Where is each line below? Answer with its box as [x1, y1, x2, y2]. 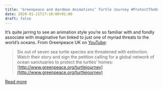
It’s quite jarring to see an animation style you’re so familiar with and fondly [5, 30, 155, 35]
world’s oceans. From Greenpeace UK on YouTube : [5, 40, 107, 45]
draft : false [5, 16, 32, 21]
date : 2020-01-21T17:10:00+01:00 [5, 12, 73, 16]
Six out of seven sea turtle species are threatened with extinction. [16, 49, 148, 55]
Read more [5, 79, 27, 85]
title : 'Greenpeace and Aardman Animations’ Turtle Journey [5, 7, 130, 12]
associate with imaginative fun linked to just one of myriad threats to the [5, 34, 149, 40]
